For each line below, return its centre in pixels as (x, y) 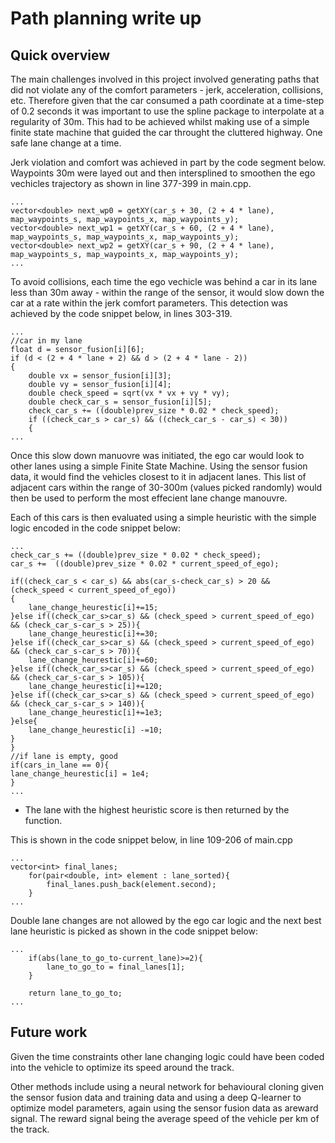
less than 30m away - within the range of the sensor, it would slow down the (167, 292)
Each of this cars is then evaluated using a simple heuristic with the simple (163, 517)
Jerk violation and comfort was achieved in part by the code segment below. (168, 162)
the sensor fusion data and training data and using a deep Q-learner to (156, 1097)
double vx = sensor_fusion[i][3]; (100, 376)
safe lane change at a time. (66, 143)
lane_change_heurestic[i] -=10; (95, 730)
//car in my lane (46, 341)
